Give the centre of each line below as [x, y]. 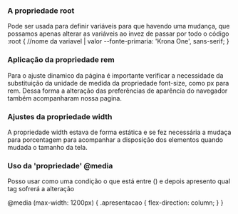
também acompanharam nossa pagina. [65, 98]
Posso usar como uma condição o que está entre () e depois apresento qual [119, 181]
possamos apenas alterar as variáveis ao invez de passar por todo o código [118, 34]
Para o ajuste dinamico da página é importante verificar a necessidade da [115, 75]
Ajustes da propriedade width [60, 116]
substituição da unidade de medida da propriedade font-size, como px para [118, 83]
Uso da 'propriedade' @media [60, 165]
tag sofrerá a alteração [41, 189]
